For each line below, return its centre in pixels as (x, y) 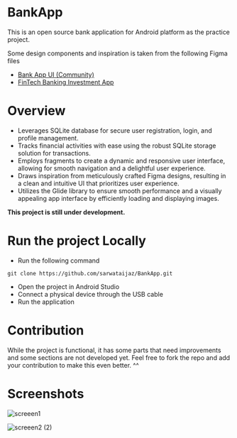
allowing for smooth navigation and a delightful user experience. (111, 168)
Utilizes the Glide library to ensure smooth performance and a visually (120, 191)
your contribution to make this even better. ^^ (73, 365)
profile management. (48, 138)
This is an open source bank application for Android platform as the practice (119, 32)
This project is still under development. (66, 212)
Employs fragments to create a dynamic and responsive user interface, (121, 160)
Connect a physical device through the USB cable (90, 294)
